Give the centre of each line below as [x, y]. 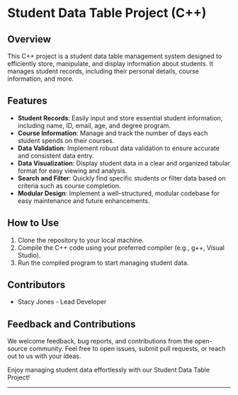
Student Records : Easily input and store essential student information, [120, 118]
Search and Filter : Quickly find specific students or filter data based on [121, 178]
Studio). [29, 255]
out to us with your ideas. [44, 356]
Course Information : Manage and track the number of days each [113, 133]
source [18, 349]
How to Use [33, 223]
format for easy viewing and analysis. [72, 171]
